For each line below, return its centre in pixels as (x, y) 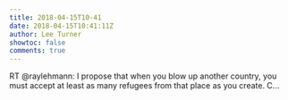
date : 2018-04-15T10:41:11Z (62, 26)
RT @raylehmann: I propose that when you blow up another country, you (143, 76)
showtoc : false (38, 42)
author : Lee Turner (46, 34)
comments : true (38, 51)
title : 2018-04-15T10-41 (55, 17)
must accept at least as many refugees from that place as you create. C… (144, 86)
